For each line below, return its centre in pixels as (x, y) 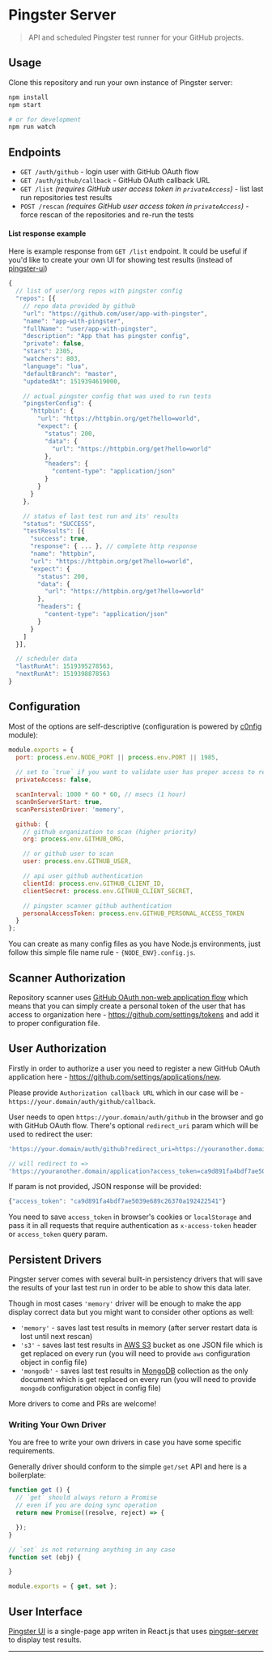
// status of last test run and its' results (101, 516)
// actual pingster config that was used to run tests (117, 396)
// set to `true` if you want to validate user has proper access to (135, 772)
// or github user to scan (68, 854)
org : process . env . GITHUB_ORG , (74, 839)
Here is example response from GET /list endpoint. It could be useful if (128, 251)
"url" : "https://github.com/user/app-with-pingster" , (115, 314)
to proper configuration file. (54, 1024)
